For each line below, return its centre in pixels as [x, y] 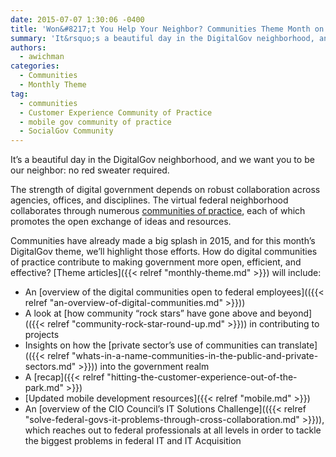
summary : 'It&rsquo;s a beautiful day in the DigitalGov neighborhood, [162, 38]
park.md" [44, 388]
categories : [35, 66]
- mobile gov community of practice [95, 122]
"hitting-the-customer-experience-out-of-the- [202, 377]
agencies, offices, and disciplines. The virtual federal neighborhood [149, 200]
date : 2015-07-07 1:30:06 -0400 [77, 19]
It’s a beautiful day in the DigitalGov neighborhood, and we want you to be [162, 160]
